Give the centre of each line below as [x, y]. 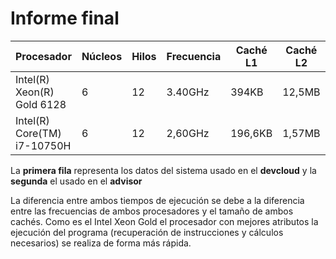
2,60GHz [188, 133]
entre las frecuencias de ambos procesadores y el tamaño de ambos [152, 211]
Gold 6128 [41, 104]
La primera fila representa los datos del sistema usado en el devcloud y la [163, 170]
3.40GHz [188, 92]
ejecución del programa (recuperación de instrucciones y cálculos [147, 232]
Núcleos [102, 56]
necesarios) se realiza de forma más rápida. [101, 243]
